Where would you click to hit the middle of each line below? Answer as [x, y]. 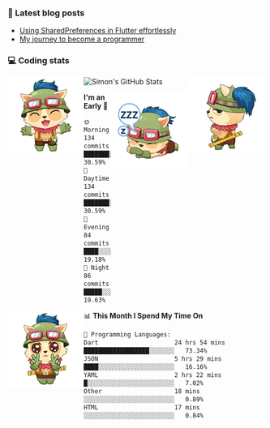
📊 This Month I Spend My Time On [144, 315]
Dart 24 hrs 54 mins [155, 342]
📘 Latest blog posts [46, 13]
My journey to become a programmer [82, 39]
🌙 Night [97, 267]
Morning [97, 130]
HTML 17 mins [142, 407]
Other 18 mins [142, 391]
